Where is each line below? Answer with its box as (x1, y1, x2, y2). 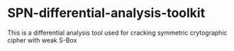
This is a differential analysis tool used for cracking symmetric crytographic (7, 28, 228, 37)
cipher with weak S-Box (7, 35, 77, 44)
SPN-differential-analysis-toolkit (7, 5, 206, 21)
